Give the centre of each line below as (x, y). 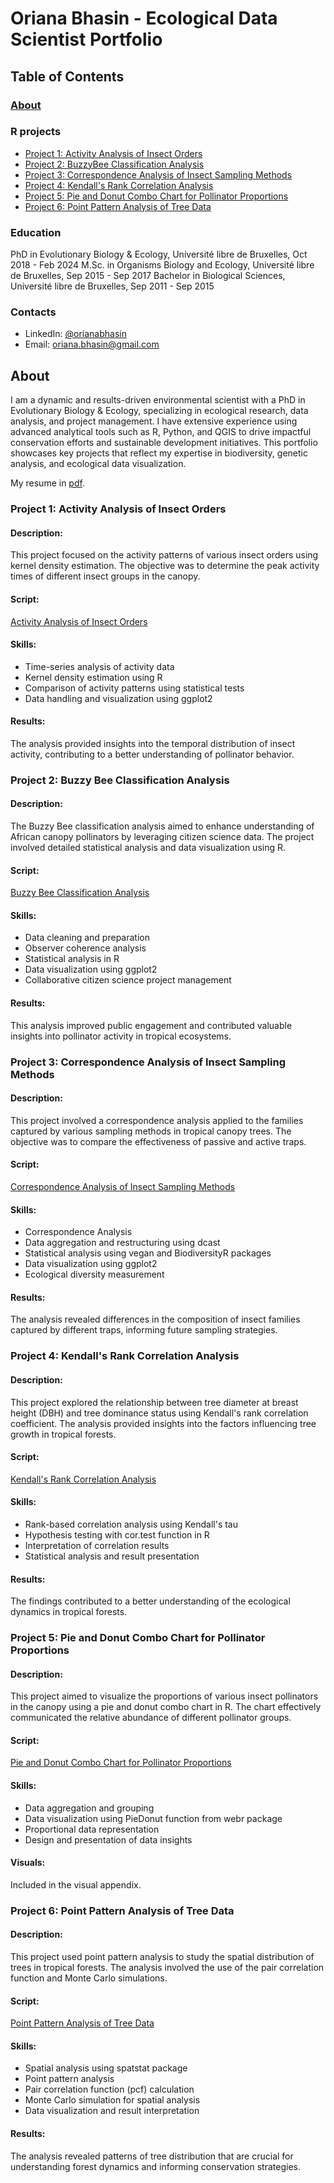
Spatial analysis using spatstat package (106, 2068)
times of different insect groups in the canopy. (105, 576)
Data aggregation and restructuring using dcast (122, 1243)
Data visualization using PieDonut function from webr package (153, 1818)
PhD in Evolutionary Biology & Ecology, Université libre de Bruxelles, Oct (159, 254)
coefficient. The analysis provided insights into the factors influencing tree (163, 1423)
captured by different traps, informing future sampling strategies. (144, 1330)
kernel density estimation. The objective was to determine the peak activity (165, 566)
